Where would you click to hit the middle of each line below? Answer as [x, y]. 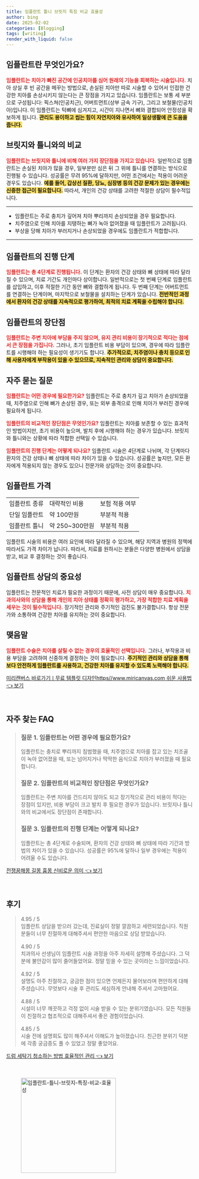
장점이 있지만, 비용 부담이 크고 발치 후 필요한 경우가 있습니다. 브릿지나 [101, 805]
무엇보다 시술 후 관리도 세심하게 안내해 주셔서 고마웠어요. [113, 988]
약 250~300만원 [72, 526]
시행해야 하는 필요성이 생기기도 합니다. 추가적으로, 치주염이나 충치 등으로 [100, 352]
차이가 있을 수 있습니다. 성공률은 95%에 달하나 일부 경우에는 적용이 [109, 850]
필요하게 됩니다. [25, 411]
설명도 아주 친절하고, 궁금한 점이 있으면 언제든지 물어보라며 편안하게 [99, 981]
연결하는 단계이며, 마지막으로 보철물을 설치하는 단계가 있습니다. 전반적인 [95, 294]
